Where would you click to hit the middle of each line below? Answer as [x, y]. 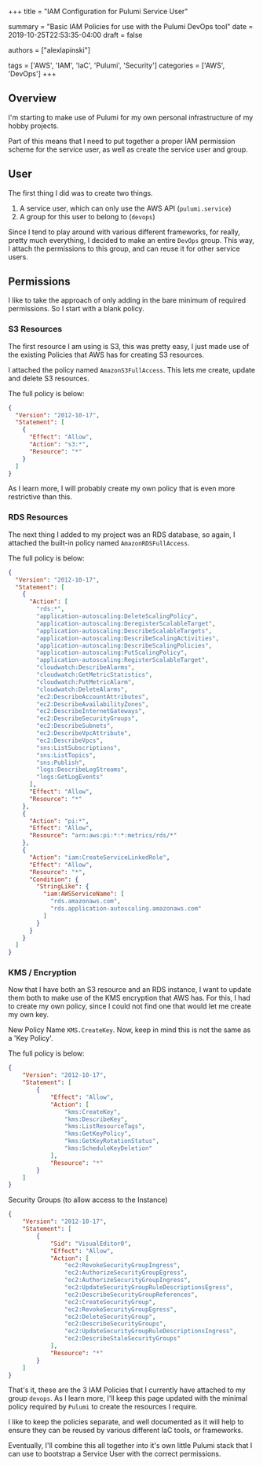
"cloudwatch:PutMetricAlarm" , [86, 682]
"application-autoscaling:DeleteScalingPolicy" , [117, 616]
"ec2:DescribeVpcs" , [70, 740]
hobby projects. [33, 126]
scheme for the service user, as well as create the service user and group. [128, 149]
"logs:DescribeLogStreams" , [82, 770]
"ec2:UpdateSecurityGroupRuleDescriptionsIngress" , [150, 1332]
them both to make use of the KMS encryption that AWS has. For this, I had [130, 998]
